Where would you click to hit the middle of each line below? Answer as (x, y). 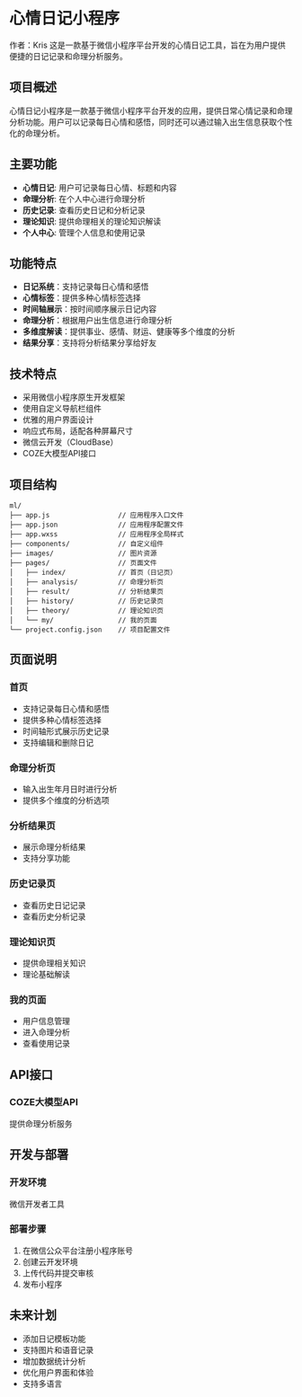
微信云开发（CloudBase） (70, 442)
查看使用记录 (46, 1044)
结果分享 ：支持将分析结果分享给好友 (89, 343)
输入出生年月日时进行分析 (70, 789)
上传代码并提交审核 (58, 1273)
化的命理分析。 (37, 133)
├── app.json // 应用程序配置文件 (97, 525)
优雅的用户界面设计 (58, 420)
